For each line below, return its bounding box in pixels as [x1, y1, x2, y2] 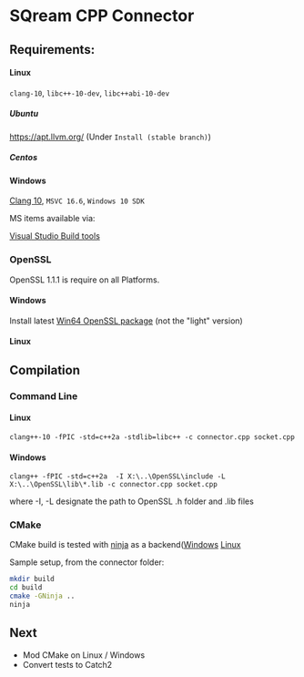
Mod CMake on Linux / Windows [22, 649, 146, 661]
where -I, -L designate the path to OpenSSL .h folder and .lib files [9, 496, 255, 507]
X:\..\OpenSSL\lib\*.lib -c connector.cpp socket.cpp [9, 480, 218, 489]
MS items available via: [9, 213, 96, 224]
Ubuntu [9, 108, 39, 119]
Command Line [9, 389, 78, 402]
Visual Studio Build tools [9, 231, 100, 241]
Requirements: [9, 42, 96, 57]
